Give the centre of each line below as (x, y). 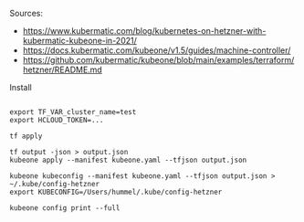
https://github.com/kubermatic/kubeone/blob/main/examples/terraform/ (158, 60)
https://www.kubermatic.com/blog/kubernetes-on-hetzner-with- (144, 31)
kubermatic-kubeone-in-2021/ (79, 41)
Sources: (26, 13)
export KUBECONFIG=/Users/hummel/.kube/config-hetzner (116, 192)
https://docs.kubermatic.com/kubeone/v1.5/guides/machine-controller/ (157, 50)
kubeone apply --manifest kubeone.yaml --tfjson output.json (128, 160)
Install (21, 87)
